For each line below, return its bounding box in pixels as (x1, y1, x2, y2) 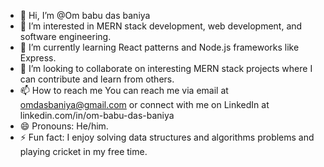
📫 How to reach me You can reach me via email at (19, 85, 229, 96)
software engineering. (19, 31, 112, 42)
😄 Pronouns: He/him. (19, 120, 109, 132)
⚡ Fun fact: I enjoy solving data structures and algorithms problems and (19, 131, 315, 143)
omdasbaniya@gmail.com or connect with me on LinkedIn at (19, 99, 270, 110)
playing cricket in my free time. (19, 146, 148, 157)
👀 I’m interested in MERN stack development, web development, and (19, 20, 303, 32)
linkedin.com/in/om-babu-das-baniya (19, 110, 175, 121)
